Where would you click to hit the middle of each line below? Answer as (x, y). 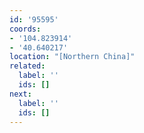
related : (27, 66)
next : (20, 94)
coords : (25, 29)
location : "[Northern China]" (72, 57)
